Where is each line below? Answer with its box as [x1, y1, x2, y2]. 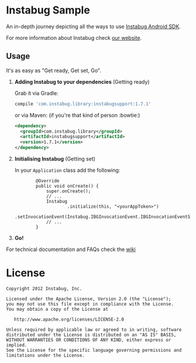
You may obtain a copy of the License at [6, 306, 109, 312]
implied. [6, 342, 27, 348]
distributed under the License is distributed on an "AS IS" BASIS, [6, 332, 177, 338]
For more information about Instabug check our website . [6, 34, 142, 41]
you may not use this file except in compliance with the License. [6, 301, 174, 307]
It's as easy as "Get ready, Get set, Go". [6, 67, 101, 74]
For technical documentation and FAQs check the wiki [6, 246, 136, 253]
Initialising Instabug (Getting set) [14, 155, 95, 162]
